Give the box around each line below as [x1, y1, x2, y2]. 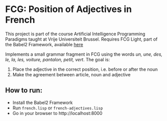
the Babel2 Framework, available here [5, 41, 84, 47]
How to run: [5, 86, 43, 95]
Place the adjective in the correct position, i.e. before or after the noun [12, 66, 158, 72]
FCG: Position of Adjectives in [5, 4, 132, 15]
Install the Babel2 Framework [12, 99, 73, 105]
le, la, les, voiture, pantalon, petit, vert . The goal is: [5, 56, 110, 62]
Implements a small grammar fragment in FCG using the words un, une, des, [5, 51, 163, 57]
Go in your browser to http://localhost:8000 [12, 110, 103, 116]
